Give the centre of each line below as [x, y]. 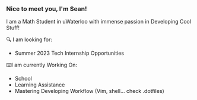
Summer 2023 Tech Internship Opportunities [69, 53]
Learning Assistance [40, 85]
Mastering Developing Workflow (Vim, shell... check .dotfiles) [89, 91]
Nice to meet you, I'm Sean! [47, 9]
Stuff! [13, 28]
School [23, 79]
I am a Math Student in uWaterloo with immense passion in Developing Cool [99, 22]
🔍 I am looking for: [29, 39]
